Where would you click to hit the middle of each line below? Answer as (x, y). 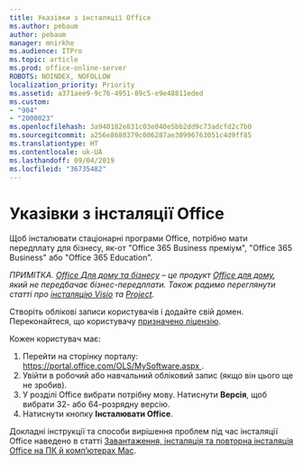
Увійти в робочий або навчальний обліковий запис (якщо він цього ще (158, 376)
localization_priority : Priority (72, 85)
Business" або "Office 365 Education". (81, 257)
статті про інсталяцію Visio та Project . (82, 294)
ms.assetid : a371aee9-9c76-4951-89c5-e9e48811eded (106, 93)
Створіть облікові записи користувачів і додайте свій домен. (127, 312)
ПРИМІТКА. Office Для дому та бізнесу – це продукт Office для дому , (142, 275)
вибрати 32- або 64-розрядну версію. (96, 405)
